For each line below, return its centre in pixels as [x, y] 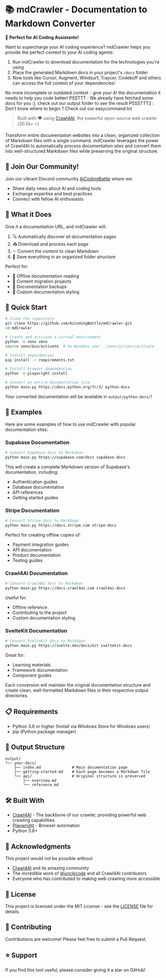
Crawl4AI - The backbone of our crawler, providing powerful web [79, 815]
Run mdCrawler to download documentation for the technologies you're [86, 62]
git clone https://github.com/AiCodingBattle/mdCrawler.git [69, 324]
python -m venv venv [27, 342]
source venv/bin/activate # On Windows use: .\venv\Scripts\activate [80, 346]
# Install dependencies [30, 355]
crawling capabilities [33, 820]
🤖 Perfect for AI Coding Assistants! [42, 37]
